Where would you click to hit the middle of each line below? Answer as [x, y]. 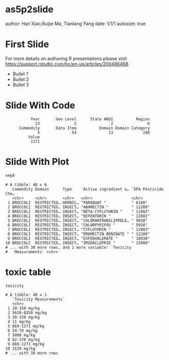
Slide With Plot [37, 162]
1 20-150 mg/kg [24, 308]
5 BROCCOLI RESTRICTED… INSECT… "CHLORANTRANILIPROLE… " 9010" [77, 220]
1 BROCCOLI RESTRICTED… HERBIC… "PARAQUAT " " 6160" [77, 203]
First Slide [27, 44]
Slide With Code [40, 105]
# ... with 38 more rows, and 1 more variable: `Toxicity [68, 247]
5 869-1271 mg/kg [26, 326]
